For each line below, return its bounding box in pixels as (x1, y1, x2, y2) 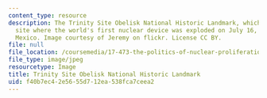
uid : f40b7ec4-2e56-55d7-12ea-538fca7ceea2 (8, 77, 155, 85)
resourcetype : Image (8, 63, 77, 71)
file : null (8, 41, 44, 49)
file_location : (8, 48, 59, 56)
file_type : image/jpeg (8, 56, 83, 64)
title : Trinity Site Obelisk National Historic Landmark (8, 70, 201, 78)
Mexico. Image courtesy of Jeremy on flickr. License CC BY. (15, 33, 222, 42)
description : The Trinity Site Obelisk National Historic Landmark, (8, 19, 240, 27)
